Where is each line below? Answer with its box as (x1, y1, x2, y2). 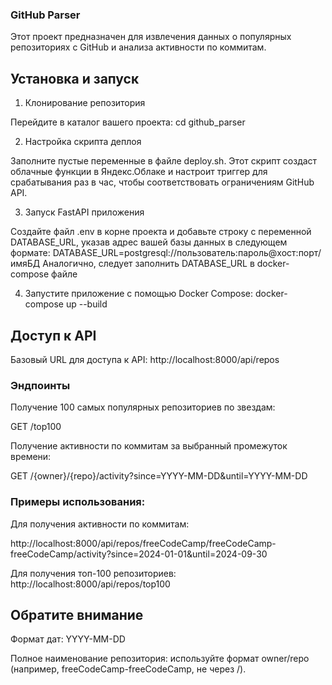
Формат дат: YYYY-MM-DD (10, 633, 126, 645)
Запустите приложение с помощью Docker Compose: (24, 288, 254, 300)
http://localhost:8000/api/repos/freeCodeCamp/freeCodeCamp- (10, 537, 277, 549)
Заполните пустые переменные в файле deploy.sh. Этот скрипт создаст (10, 155, 318, 167)
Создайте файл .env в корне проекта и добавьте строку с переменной (10, 226, 312, 238)
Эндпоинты (10, 378, 71, 392)
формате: (10, 247, 51, 259)
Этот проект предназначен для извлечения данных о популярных (10, 31, 292, 43)
